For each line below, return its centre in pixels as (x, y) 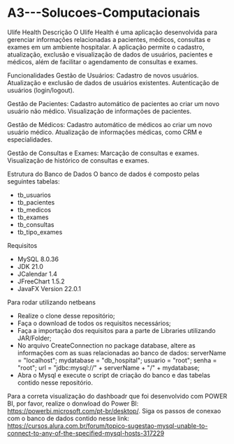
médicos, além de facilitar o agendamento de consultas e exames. (102, 61)
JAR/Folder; (34, 338)
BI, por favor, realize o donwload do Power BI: (73, 404)
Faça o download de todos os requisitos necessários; (94, 323)
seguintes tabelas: (34, 181)
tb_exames (33, 217)
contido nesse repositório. (55, 383)
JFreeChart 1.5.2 (41, 281)
